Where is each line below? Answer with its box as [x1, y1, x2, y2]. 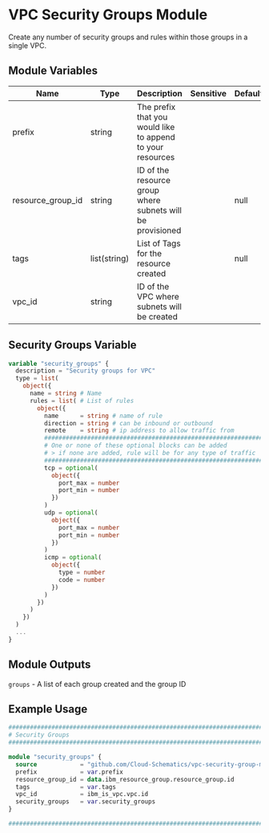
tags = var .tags [15, 782, 116, 791]
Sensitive [190, 87, 227, 99]
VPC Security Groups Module [8, 6, 208, 24]
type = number [58, 568, 106, 577]
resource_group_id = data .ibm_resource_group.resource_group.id [15, 775, 235, 783]
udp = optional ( [43, 509, 98, 517]
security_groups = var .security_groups [15, 798, 156, 806]
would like [136, 121, 175, 132]
